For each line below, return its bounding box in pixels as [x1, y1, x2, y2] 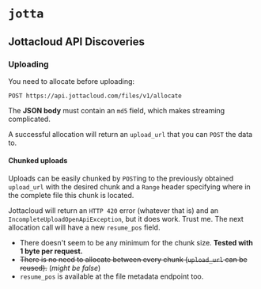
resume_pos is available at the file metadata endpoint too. [19, 272, 204, 281]
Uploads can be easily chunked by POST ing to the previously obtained [8, 173, 234, 184]
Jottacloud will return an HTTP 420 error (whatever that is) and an [8, 206, 219, 215]
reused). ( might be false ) [19, 264, 101, 273]
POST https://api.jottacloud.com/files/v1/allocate [8, 92, 182, 100]
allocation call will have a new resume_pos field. [8, 222, 161, 232]
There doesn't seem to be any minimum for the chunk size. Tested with [19, 238, 253, 248]
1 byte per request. [19, 246, 83, 256]
